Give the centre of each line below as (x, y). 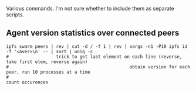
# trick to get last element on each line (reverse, (94, 57)
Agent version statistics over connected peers (93, 33)
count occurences (27, 82)
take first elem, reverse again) (47, 62)
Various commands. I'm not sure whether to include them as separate (90, 8)
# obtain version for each (98, 67)
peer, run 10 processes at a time (48, 72)
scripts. (15, 15)
